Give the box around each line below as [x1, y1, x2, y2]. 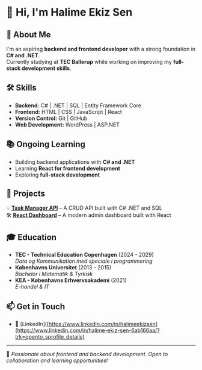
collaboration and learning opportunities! [6, 357, 108, 364]
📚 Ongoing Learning [6, 139, 86, 149]
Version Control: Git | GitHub [14, 114, 88, 122]
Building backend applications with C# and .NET [14, 158, 135, 165]
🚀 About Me [6, 30, 51, 40]
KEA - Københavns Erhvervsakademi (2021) [14, 277, 127, 284]
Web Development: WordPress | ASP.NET [14, 121, 120, 128]
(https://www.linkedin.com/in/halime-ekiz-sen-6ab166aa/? [14, 327, 161, 334]
